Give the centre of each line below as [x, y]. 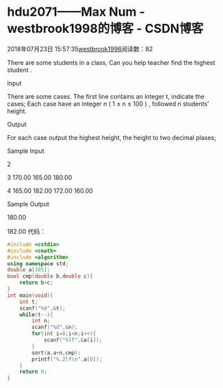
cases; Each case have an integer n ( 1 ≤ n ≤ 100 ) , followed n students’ [108, 104]
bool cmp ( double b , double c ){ [50, 276]
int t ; [29, 302]
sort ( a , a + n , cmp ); [56, 353]
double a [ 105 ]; [29, 270]
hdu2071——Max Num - [76, 12]
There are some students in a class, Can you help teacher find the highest [111, 62]
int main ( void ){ [30, 295]
